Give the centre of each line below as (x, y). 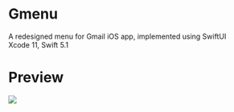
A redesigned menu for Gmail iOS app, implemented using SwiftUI (117, 36)
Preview (36, 78)
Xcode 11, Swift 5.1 (39, 44)
